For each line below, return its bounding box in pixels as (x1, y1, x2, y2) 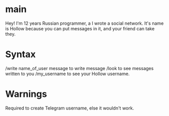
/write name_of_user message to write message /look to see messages (5, 65, 154, 71)
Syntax (5, 49, 36, 60)
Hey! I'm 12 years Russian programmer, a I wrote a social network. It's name (5, 20, 164, 26)
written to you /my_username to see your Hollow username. (5, 71, 130, 77)
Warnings (5, 88, 47, 100)
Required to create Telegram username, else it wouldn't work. (5, 105, 134, 111)
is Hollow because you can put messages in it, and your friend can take (5, 25, 155, 31)
